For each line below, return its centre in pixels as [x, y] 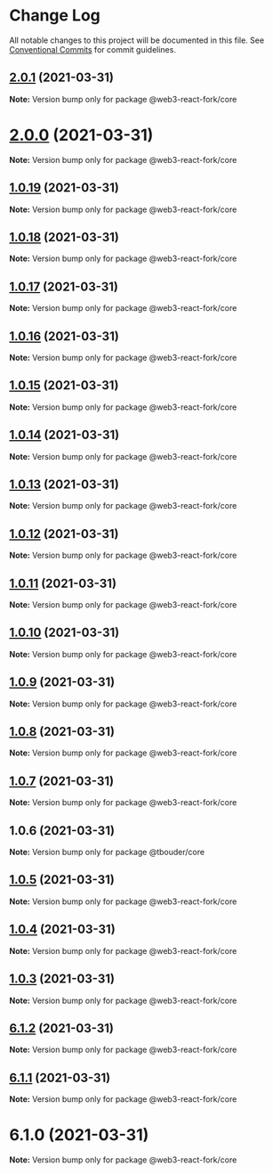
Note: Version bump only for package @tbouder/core [107, 852]
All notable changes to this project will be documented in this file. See [137, 40]
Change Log [55, 16]
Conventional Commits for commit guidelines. [92, 49]
